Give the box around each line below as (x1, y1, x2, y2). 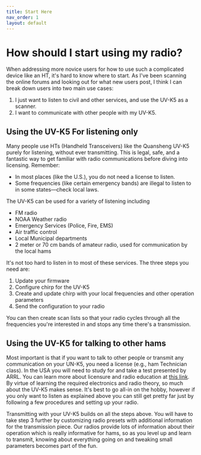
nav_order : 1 (6, 14, 39, 20)
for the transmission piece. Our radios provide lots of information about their (6, 423, 195, 430)
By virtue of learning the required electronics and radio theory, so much (6, 379, 184, 387)
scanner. (14, 103, 37, 110)
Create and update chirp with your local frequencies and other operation (14, 290, 194, 297)
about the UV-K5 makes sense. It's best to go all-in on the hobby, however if (6, 385, 195, 393)
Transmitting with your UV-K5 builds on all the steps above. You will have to (6, 410, 193, 417)
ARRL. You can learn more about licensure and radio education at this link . (6, 373, 190, 380)
